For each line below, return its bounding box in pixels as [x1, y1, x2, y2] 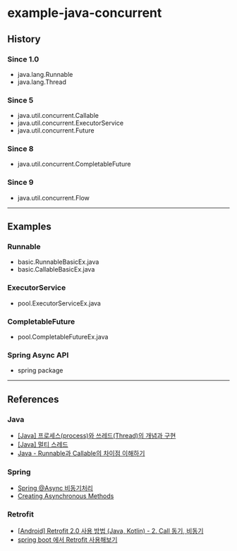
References [7, 393, 59, 405]
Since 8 [7, 144, 34, 154]
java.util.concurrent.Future [17, 126, 95, 135]
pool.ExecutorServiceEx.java [17, 298, 101, 308]
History [7, 33, 41, 45]
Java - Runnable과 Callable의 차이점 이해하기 [17, 449, 145, 458]
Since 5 [7, 95, 34, 105]
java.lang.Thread [17, 78, 67, 86]
